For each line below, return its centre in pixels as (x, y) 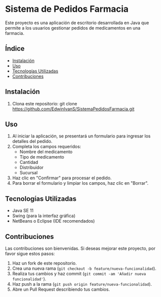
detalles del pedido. (32, 141)
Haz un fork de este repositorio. (45, 263)
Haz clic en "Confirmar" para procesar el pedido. (62, 178)
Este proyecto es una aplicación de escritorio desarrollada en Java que (77, 23)
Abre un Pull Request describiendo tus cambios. (61, 289)
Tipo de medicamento (42, 157)
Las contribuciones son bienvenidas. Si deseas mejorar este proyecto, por (80, 248)
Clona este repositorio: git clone (45, 103)
